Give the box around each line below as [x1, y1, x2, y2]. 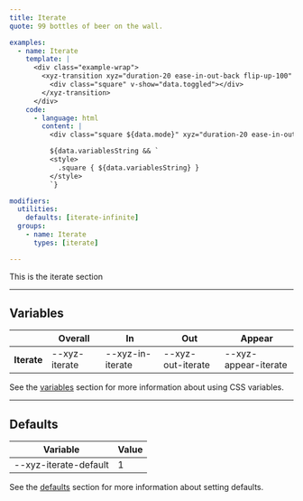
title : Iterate [9, 13, 67, 23]
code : [25, 105, 47, 114]
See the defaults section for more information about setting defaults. [9, 482, 264, 493]
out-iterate [163, 358, 210, 371]
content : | [41, 122, 83, 131]
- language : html [32, 114, 99, 123]
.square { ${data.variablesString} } [57, 163, 200, 172]
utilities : [17, 205, 59, 214]
